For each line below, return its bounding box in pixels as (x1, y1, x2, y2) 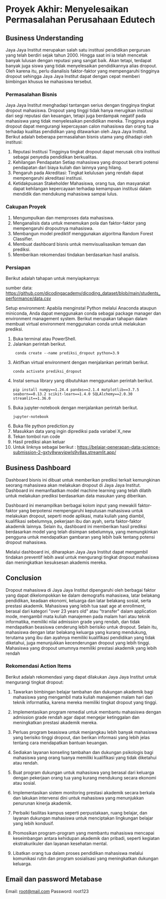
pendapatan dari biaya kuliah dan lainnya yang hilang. (12, 165, 123, 171)
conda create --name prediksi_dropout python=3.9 (15, 350, 120, 355)
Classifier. (12, 236, 34, 242)
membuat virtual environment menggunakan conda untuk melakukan (5, 321, 146, 327)
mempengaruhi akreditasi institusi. (12, 175, 83, 181)
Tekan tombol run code (12, 433, 60, 439)
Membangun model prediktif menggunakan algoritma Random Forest (12, 230, 154, 236)
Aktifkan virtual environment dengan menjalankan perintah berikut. (12, 359, 149, 365)
